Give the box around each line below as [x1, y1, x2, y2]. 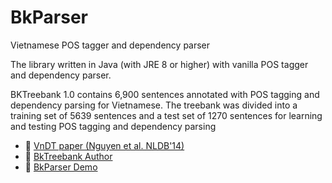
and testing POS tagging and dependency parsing [10, 120, 217, 132]
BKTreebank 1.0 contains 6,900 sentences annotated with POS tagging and [10, 88, 320, 100]
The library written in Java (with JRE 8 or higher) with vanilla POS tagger [10, 58, 309, 70]
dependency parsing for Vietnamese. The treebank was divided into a [10, 99, 298, 111]
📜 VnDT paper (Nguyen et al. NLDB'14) [24, 139, 185, 151]
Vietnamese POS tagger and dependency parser [10, 39, 211, 51]
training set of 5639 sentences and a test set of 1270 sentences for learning [10, 109, 323, 121]
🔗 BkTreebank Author [24, 150, 113, 162]
